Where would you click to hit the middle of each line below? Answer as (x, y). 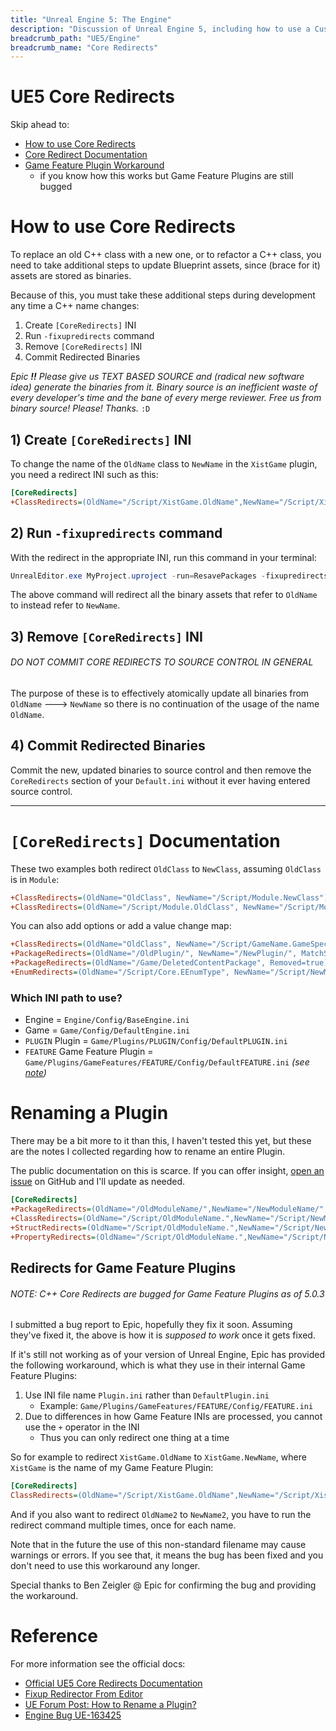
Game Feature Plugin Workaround (94, 165)
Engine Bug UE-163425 (73, 1715)
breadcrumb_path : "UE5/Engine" (75, 38)
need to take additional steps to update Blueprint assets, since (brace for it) (165, 265)
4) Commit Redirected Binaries (108, 746)
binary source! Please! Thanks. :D (80, 408)
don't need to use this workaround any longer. (105, 1565)
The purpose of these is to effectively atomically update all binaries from (160, 693)
